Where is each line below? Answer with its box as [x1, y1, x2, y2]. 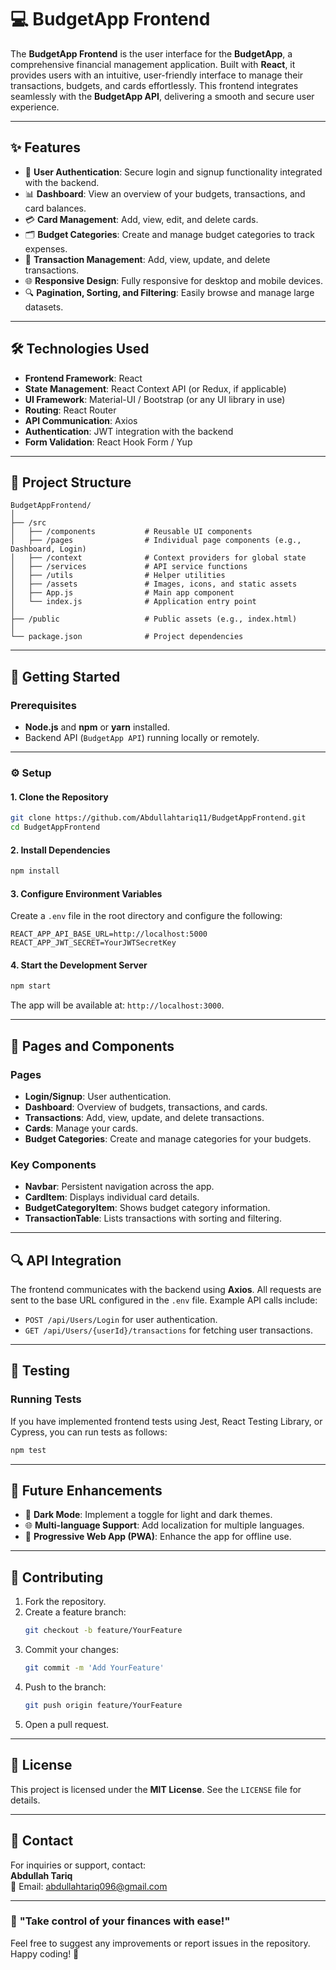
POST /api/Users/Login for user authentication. [24, 1314, 218, 1326]
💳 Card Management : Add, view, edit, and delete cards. [24, 213, 259, 225]
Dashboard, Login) [10, 544, 87, 555]
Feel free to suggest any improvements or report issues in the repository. [10, 1937, 311, 1949]
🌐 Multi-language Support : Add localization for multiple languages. [24, 1519, 305, 1531]
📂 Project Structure [10, 474, 132, 491]
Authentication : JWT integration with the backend [24, 425, 234, 437]
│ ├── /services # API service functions [10, 562, 248, 572]
